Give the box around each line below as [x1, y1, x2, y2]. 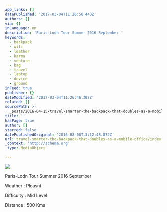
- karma [9, 53, 26, 59]
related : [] [5, 100, 30, 105]
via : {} [5, 21, 21, 26]
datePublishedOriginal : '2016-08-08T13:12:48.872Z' [5, 132, 114, 137]
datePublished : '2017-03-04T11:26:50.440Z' [5, 12, 97, 17]
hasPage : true [5, 118, 35, 123]
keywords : [5, 35, 26, 40]
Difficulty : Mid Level [5, 192, 47, 198]
